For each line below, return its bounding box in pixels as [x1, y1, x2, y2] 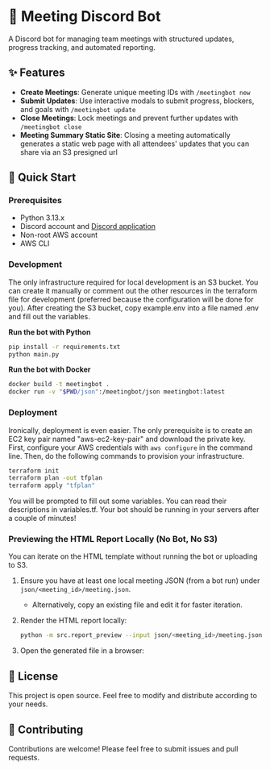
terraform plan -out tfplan [8, 474, 103, 482]
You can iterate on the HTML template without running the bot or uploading [8, 551, 258, 561]
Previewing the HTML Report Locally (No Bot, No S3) [8, 534, 218, 545]
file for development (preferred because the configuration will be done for [8, 294, 254, 304]
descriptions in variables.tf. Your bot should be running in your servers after [8, 505, 260, 514]
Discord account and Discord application [19, 222, 156, 231]
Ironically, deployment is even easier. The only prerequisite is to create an [8, 425, 253, 435]
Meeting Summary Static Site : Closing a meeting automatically [19, 130, 231, 139]
